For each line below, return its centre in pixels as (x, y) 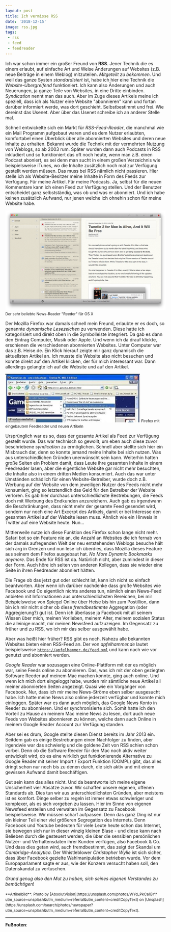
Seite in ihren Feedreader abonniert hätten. (50, 570)
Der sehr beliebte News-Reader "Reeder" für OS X (49, 314)
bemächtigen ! (20, 884)
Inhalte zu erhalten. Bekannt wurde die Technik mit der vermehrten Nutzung (85, 144)
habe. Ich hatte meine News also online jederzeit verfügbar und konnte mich (85, 698)
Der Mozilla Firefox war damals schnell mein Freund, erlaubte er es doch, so (85, 324)
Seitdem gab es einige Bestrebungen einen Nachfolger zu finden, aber (79, 740)
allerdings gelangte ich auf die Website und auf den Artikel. (67, 367)
